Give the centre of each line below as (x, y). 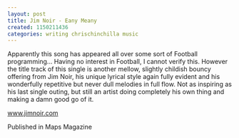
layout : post (27, 14)
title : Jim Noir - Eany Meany (52, 21)
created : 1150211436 (38, 27)
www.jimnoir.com (33, 113)
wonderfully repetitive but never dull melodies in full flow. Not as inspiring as (119, 84)
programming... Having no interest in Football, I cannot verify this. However (118, 62)
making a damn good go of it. (51, 100)
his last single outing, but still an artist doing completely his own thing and (116, 92)
